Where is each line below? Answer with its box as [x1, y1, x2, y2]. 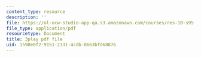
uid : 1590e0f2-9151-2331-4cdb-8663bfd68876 [6, 42, 117, 48]
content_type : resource [6, 8, 66, 15]
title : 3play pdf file [6, 36, 63, 42]
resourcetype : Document [6, 31, 66, 37]
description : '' [6, 14, 47, 20]
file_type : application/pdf [6, 25, 77, 31]
